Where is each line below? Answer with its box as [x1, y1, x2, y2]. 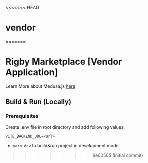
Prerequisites [5, 113, 39, 120]
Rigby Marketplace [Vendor [5, 56, 122, 67]
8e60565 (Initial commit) [92, 152, 143, 158]
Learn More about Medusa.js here [5, 83, 75, 89]
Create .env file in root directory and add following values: [5, 124, 125, 130]
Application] [5, 67, 58, 78]
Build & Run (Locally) [5, 98, 72, 106]
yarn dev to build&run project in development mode [12, 142, 119, 148]
